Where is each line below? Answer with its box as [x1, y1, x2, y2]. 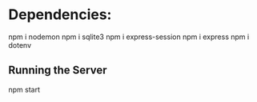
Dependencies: [8, 6, 112, 24]
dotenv [8, 40, 32, 49]
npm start [8, 84, 41, 94]
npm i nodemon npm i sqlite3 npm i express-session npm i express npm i [8, 32, 250, 41]
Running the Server [8, 64, 107, 77]
